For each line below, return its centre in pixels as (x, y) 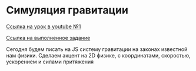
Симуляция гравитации (67, 10)
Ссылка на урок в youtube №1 (44, 26)
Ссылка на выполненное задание (48, 38)
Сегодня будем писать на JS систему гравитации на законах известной (97, 49)
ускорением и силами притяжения (50, 62)
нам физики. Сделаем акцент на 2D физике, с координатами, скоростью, (98, 55)
